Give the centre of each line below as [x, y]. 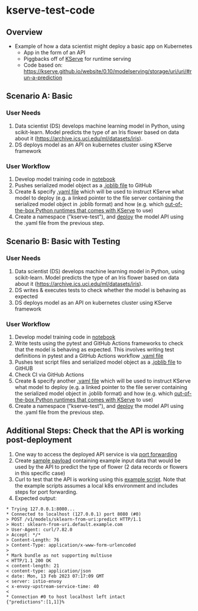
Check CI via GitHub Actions [49, 374]
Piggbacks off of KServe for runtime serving [77, 59]
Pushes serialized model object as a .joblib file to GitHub [83, 185]
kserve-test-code [51, 10]
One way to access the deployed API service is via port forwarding [96, 454]
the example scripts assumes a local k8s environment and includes [96, 485]
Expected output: [36, 498]
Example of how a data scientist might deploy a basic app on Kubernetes [103, 46]
